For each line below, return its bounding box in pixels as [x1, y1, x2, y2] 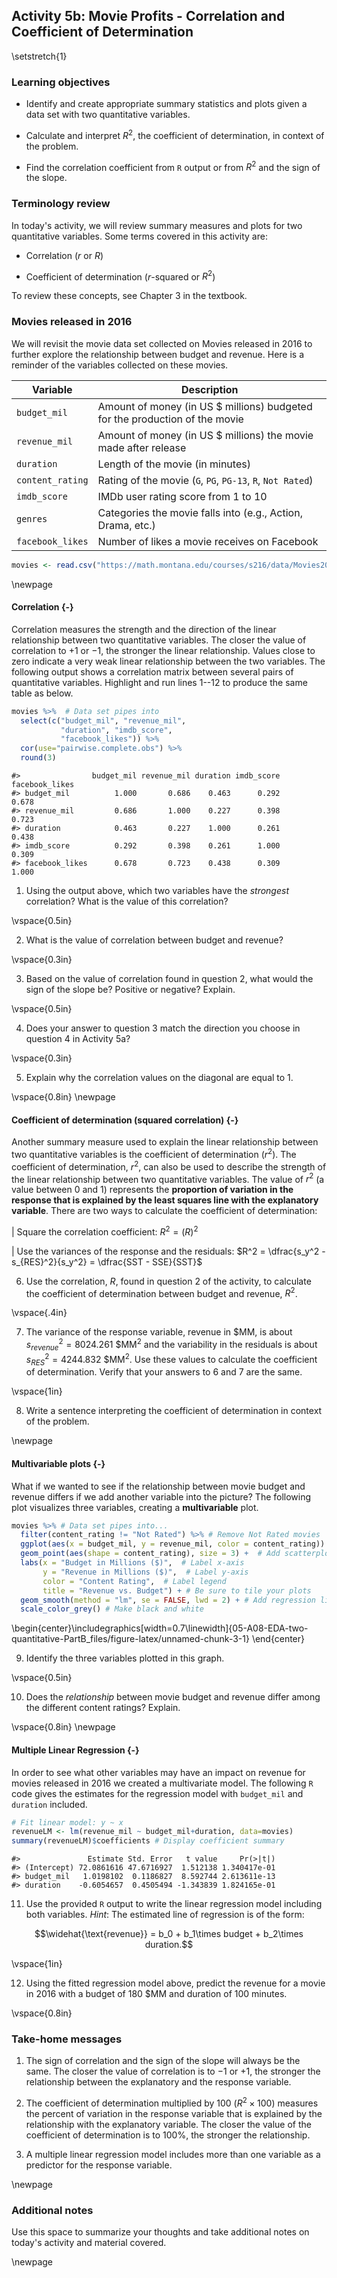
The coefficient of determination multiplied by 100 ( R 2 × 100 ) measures [25, 2095, 319, 2109]
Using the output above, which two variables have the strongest [25, 885, 289, 896]
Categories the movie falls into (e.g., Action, [97, 505, 303, 519]
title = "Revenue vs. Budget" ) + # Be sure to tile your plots [42, 1585, 312, 1596]
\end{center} [251, 1633, 306, 1645]
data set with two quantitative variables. [25, 109, 191, 121]
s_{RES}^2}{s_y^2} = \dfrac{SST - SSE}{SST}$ [11, 1255, 203, 1268]
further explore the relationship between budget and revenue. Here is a [11, 348, 305, 360]
